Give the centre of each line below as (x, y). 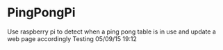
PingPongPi (41, 13)
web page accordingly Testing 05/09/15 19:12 (72, 38)
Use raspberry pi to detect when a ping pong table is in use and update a (112, 32)
